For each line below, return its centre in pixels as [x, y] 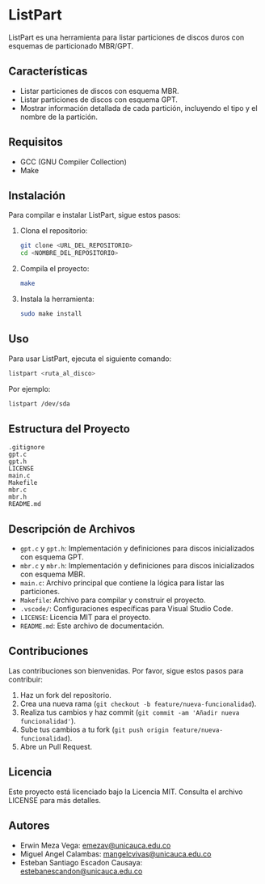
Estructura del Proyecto [69, 429]
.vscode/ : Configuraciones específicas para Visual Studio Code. [126, 609]
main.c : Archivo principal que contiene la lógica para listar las [122, 583]
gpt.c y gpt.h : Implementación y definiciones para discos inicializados [137, 549]
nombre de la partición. [59, 117]
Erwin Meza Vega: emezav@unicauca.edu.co [95, 845]
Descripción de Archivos [72, 529]
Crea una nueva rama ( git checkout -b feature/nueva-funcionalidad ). [138, 703]
